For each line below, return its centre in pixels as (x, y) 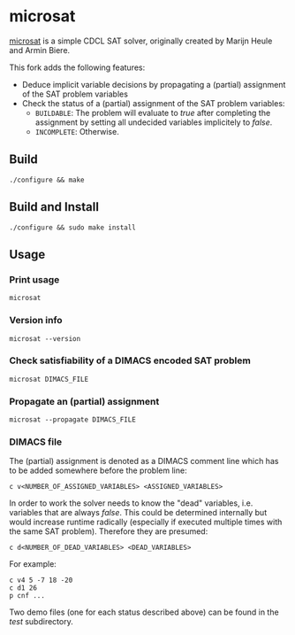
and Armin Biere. (40, 50)
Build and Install (54, 207)
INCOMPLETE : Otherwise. (77, 131)
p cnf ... (27, 596)
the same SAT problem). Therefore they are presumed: (109, 531)
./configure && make (47, 180)
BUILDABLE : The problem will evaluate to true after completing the (153, 112)
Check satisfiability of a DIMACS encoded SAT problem (130, 360)
